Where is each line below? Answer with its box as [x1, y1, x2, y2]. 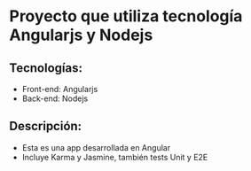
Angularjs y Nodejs [9, 25, 153, 45]
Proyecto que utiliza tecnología [9, 6, 243, 27]
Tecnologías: [9, 60, 82, 75]
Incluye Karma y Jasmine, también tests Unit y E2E [21, 152, 208, 162]
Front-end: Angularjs [21, 84, 98, 94]
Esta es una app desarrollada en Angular [21, 142, 171, 152]
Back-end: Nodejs [21, 93, 89, 104]
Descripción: [9, 119, 82, 134]
